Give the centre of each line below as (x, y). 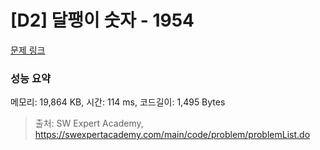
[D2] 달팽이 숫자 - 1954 (102, 20)
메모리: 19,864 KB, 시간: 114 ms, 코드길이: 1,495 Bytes (118, 102)
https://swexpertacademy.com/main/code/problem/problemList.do (172, 135)
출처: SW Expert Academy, (89, 123)
